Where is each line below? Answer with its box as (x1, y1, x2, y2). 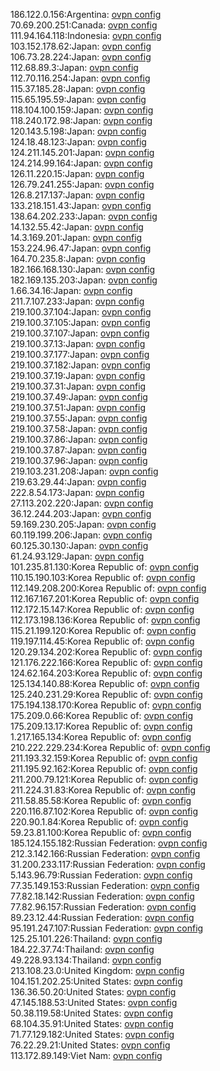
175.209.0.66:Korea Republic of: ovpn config (10, 710, 193, 721)
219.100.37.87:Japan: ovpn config (10, 444, 147, 456)
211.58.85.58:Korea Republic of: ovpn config (10, 795, 192, 806)
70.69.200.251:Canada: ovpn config (10, 19, 158, 31)
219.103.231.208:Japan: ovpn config (10, 465, 159, 477)
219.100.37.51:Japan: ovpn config (10, 402, 146, 413)
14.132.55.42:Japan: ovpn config (10, 221, 144, 233)
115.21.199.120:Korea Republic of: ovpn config (10, 625, 197, 636)
